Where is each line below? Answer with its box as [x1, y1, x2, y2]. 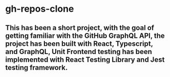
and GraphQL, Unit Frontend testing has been [5, 47, 152, 56]
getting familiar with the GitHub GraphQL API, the [5, 31, 165, 40]
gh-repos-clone [5, 3, 74, 15]
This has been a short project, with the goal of [5, 23, 155, 32]
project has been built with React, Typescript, [5, 39, 153, 48]
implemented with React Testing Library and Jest [5, 55, 165, 64]
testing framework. [5, 63, 68, 72]
